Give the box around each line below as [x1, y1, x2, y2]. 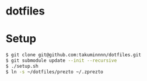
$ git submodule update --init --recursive [5, 57, 117, 63]
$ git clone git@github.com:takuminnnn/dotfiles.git [5, 52, 142, 58]
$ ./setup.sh [5, 63, 39, 69]
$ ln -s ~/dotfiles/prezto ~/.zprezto [5, 68, 103, 75]
